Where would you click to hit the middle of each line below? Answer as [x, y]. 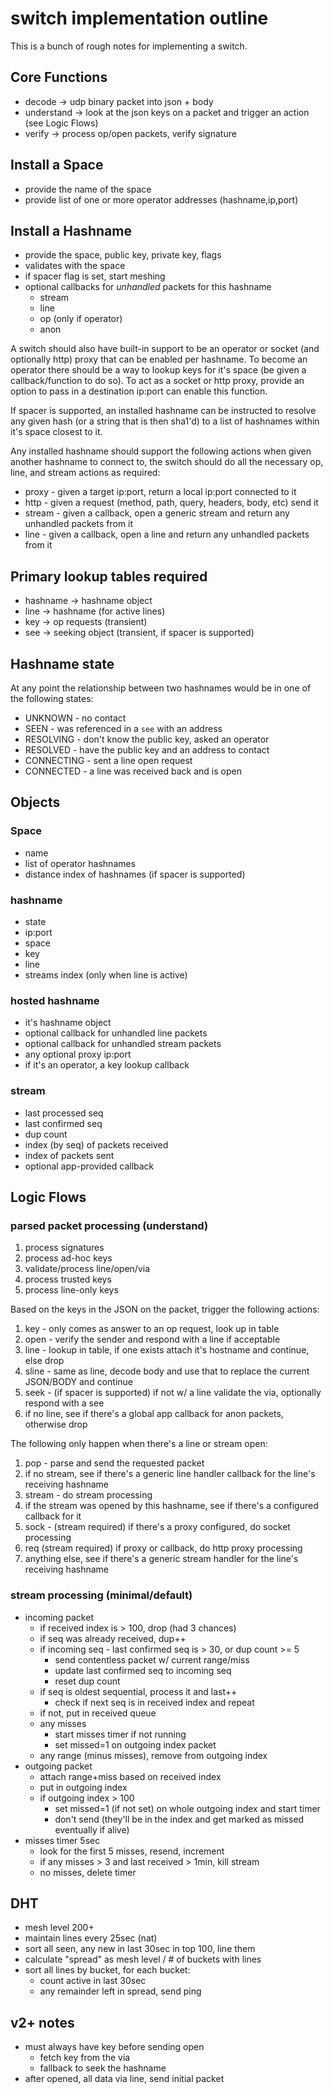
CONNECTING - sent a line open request [108, 760]
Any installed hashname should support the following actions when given [161, 451]
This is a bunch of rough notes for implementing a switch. [129, 46]
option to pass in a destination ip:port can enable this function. [139, 391]
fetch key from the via [85, 2058]
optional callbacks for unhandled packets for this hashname [148, 287]
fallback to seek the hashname [103, 2068]
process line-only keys [71, 1290]
